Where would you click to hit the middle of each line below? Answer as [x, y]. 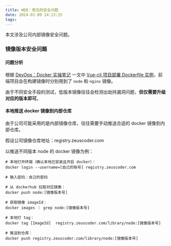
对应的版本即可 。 [23, 98]
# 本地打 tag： [20, 217]
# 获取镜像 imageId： [26, 202]
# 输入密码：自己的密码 [27, 177]
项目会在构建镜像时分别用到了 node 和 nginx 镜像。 [63, 81]
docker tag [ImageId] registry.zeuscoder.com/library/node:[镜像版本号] [83, 223]
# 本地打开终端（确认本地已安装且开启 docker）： [51, 162]
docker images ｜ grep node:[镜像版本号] [48, 208]
